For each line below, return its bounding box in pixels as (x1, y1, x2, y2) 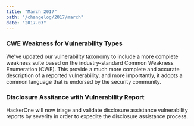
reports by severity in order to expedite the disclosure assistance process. (6, 112, 189, 119)
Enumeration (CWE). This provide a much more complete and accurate (6, 65, 180, 73)
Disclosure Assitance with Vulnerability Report (6, 93, 145, 101)
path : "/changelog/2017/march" (6, 14, 84, 20)
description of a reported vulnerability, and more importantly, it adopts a (6, 72, 183, 79)
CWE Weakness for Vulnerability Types (6, 39, 123, 48)
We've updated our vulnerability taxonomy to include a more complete (6, 53, 179, 60)
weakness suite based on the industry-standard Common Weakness (6, 59, 174, 66)
